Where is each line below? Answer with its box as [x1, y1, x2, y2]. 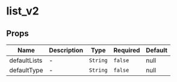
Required [113, 46, 140, 54]
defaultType [9, 66, 43, 74]
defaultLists [9, 56, 43, 65]
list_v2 [6, 4, 39, 18]
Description [49, 46, 83, 54]
